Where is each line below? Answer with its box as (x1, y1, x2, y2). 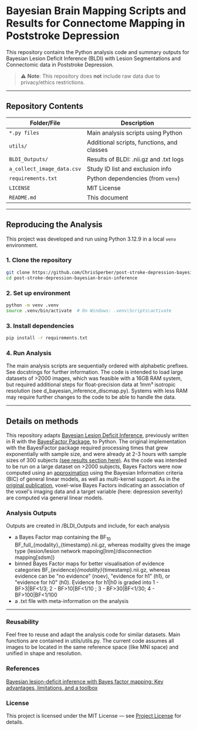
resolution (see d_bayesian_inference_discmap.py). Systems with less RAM (6, 387, 188, 395)
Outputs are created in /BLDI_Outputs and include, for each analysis (6, 522, 170, 529)
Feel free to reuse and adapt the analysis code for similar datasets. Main (6, 631, 181, 638)
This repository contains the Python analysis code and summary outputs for (6, 48, 189, 55)
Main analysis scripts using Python (87, 128, 183, 136)
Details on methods (6, 416, 79, 426)
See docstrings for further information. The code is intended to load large (6, 369, 184, 376)
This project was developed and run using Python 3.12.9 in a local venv (6, 235, 176, 242)
